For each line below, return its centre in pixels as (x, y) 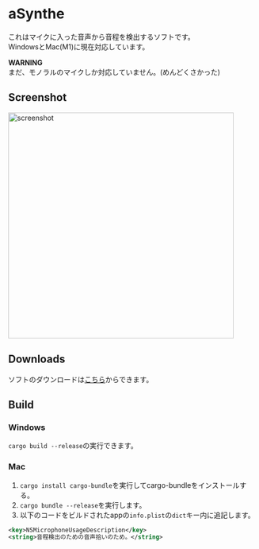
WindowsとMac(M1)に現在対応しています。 (79, 46)
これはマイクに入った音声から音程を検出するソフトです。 (102, 37)
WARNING (25, 62)
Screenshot (38, 97)
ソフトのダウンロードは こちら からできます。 (81, 379)
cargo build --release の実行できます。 (73, 446)
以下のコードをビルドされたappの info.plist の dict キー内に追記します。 (137, 515)
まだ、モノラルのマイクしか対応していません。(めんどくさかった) (114, 72)
